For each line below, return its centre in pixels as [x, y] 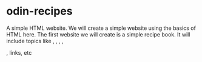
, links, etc [19, 52]
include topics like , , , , [35, 41]
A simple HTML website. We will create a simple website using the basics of [101, 28]
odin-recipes [39, 11]
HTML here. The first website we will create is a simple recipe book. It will [98, 34]
